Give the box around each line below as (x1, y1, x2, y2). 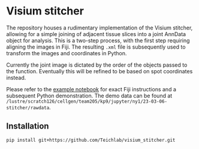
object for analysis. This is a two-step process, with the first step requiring (6, 37, 190, 44)
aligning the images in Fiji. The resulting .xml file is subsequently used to (6, 43, 186, 50)
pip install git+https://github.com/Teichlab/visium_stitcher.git (6, 137, 176, 143)
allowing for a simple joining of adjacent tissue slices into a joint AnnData (6, 30, 186, 37)
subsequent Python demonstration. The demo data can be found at (6, 92, 173, 99)
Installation (6, 121, 49, 132)
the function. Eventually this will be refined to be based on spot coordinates (6, 67, 193, 74)
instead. (6, 74, 26, 81)
